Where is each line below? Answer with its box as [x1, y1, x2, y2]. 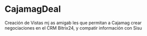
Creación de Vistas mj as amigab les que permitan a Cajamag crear [4, 20, 142, 26]
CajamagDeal [4, 3, 61, 15]
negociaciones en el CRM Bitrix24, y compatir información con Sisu [4, 25, 142, 31]
